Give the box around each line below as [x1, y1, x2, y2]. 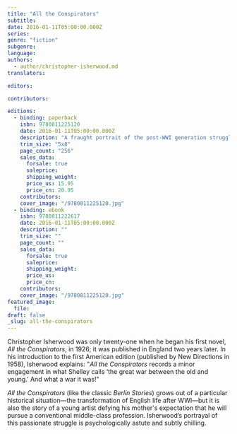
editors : [7, 82, 33, 89]
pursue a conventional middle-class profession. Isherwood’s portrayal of [7, 411, 218, 420]
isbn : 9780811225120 [20, 121, 80, 128]
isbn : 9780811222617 [20, 213, 80, 220]
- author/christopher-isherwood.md [13, 63, 119, 70]
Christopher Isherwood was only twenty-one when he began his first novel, [7, 337, 226, 346]
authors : [7, 57, 33, 64]
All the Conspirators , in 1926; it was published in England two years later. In [7, 345, 226, 353]
